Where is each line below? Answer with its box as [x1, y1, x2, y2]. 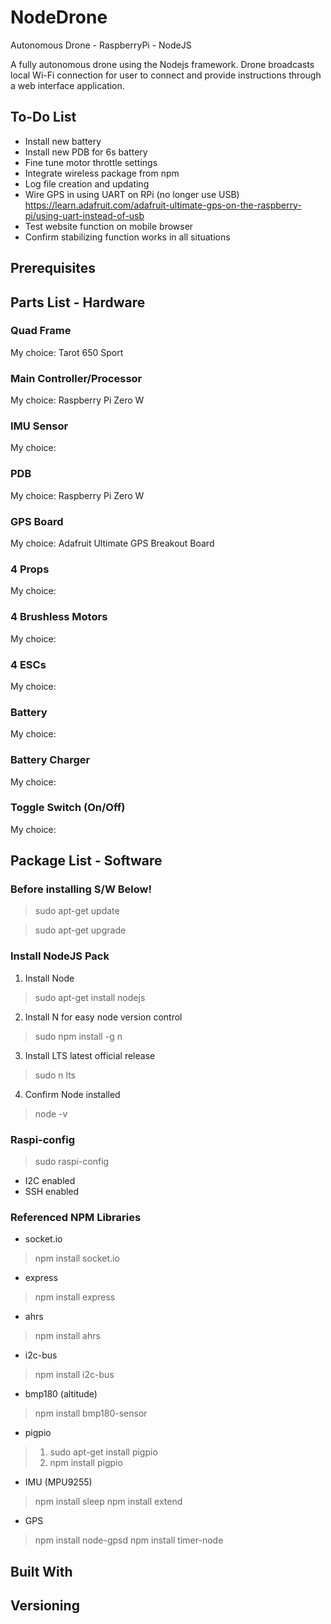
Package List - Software [10, 852, 163, 870]
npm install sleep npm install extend [34, 1496, 183, 1508]
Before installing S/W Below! [10, 882, 152, 896]
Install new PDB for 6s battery [24, 146, 148, 158]
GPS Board [10, 514, 64, 528]
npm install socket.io [34, 1252, 120, 1265]
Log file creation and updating [24, 177, 150, 190]
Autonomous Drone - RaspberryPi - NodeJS [10, 39, 192, 51]
